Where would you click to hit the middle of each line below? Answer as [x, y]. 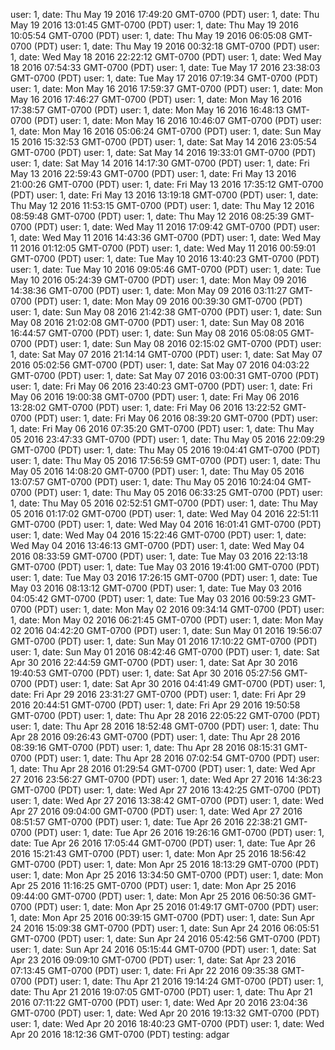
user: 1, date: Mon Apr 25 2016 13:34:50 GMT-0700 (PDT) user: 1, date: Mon [167, 875]
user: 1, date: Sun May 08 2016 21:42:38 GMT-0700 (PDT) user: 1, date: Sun [166, 312]
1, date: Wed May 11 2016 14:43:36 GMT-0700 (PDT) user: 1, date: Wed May [166, 237]
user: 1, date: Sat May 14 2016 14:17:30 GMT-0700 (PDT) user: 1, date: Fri [160, 163]
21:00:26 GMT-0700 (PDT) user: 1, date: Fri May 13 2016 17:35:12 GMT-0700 [167, 184]
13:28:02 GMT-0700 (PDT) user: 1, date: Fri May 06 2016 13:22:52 [146, 407]
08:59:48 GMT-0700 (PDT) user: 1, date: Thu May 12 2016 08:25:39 [149, 216]
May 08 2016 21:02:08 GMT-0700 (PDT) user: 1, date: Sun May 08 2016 [157, 322]
